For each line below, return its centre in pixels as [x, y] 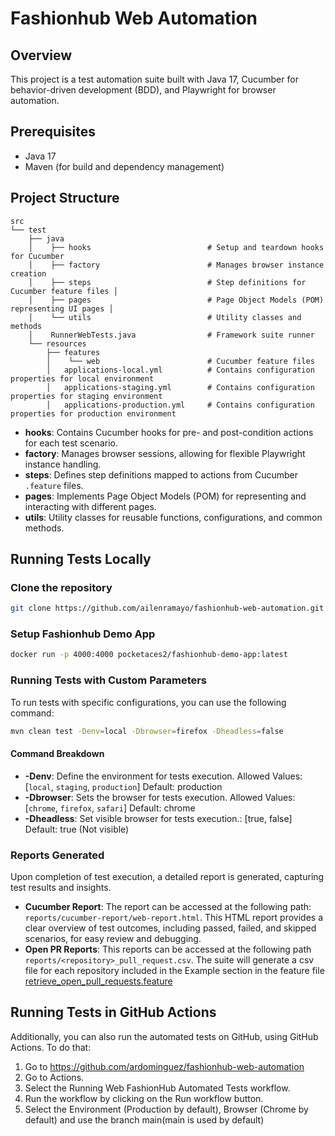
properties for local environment [82, 378]
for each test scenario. [71, 443]
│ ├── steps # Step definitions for [167, 282]
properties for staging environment [86, 396]
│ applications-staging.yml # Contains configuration [180, 387]
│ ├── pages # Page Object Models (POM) [176, 300]
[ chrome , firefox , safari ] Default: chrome [110, 808]
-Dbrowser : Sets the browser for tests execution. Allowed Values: [160, 797]
